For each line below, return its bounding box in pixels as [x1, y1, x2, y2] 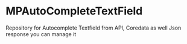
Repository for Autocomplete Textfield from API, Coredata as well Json [5, 24, 182, 31]
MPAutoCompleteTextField [5, 4, 143, 18]
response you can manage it [5, 30, 77, 37]
